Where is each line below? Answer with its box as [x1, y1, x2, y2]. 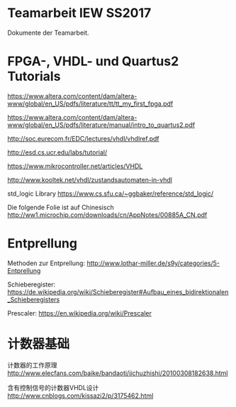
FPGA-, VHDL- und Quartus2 [7, 53, 179, 69]
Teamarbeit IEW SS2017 [7, 5, 152, 21]
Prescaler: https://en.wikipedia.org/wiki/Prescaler [7, 308, 152, 317]
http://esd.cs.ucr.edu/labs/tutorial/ [7, 147, 108, 157]
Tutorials [7, 69, 61, 84]
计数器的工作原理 [7, 360, 57, 369]
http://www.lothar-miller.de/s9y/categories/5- [86, 259, 220, 267]
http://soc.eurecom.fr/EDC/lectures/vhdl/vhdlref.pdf [7, 134, 159, 143]
